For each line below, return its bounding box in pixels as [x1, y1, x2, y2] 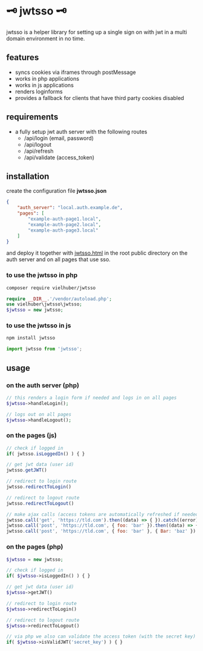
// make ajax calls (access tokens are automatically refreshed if [6, 511, 180, 518]
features [6, 52, 39, 63]
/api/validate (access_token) [24, 153, 95, 161]
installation [6, 171, 50, 181]
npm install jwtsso [6, 335, 56, 341]
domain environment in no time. [6, 35, 85, 42]
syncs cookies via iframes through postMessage [14, 68, 137, 76]
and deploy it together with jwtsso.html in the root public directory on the [6, 249, 188, 257]
